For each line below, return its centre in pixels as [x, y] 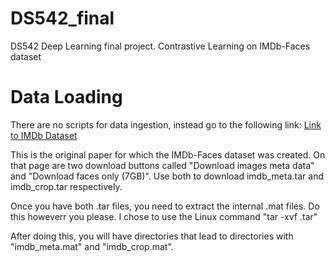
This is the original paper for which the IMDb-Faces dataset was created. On [168, 154]
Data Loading [66, 97]
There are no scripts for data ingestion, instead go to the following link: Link [166, 124]
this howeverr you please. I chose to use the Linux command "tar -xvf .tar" [164, 216]
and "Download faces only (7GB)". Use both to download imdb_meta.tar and [167, 176]
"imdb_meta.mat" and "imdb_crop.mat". [92, 246]
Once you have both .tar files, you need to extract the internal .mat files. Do [165, 206]
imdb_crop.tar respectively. [66, 186]
